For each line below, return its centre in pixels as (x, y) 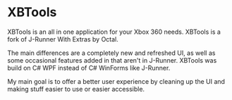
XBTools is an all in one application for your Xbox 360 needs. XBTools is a (114, 32)
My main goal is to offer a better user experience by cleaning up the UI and (116, 81)
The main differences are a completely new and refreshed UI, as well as (111, 53)
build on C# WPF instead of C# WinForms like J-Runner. (89, 68)
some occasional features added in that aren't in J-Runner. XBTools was (112, 60)
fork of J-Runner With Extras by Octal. (63, 39)
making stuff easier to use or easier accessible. (76, 89)
